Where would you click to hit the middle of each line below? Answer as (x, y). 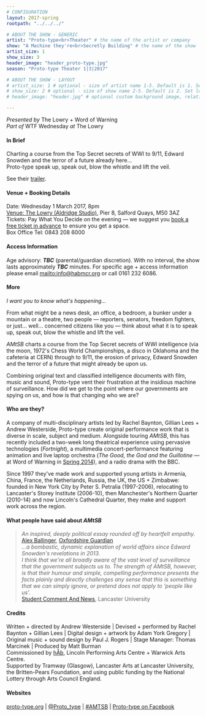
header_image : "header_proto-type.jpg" (57, 63)
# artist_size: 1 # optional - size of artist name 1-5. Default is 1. (100, 86)
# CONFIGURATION (27, 12)
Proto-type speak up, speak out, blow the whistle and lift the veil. (88, 167)
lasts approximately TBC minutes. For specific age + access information (97, 267)
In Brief (16, 140)
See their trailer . (26, 179)
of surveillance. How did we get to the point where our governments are (97, 388)
